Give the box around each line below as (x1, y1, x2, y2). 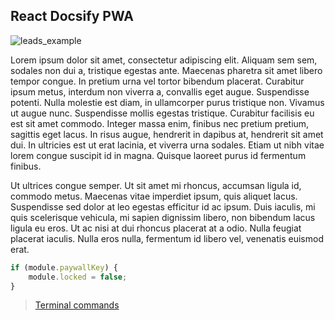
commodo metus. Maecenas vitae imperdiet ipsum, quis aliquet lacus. (10, 190, 298, 202)
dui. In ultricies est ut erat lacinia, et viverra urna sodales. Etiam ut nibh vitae (10, 139, 325, 151)
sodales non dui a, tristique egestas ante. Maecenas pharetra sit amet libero (10, 64, 323, 76)
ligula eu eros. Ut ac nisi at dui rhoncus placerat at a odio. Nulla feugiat (10, 222, 302, 234)
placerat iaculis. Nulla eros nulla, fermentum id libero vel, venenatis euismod (10, 232, 324, 244)
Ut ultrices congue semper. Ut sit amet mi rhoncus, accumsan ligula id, (10, 179, 302, 191)
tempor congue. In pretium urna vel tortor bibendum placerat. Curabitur (10, 75, 305, 87)
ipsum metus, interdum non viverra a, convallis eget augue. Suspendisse (10, 85, 310, 98)
